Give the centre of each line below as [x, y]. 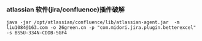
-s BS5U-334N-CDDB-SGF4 [37, 33]
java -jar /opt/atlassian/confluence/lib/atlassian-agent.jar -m [93, 22]
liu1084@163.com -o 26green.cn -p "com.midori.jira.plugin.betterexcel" [101, 28]
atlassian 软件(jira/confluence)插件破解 [65, 9]
